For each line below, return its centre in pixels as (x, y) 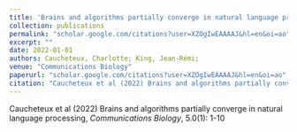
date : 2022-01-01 (41, 50)
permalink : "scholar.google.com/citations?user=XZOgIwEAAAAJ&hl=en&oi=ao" (150, 34)
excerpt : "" (31, 42)
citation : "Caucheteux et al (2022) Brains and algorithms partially (140, 83)
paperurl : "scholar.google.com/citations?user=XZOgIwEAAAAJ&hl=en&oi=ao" (148, 75)
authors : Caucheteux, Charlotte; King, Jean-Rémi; (104, 58)
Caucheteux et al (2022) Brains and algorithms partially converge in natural (146, 108)
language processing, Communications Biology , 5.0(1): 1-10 (117, 118)
